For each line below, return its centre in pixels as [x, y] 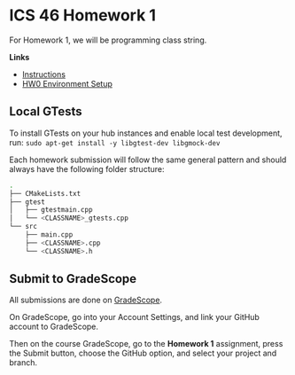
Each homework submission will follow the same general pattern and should [148, 160]
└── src [23, 227]
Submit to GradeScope [73, 279]
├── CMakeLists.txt [45, 193]
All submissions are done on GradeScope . [85, 300]
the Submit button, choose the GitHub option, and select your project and [143, 353]
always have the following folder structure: [87, 168]
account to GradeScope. [54, 327]
